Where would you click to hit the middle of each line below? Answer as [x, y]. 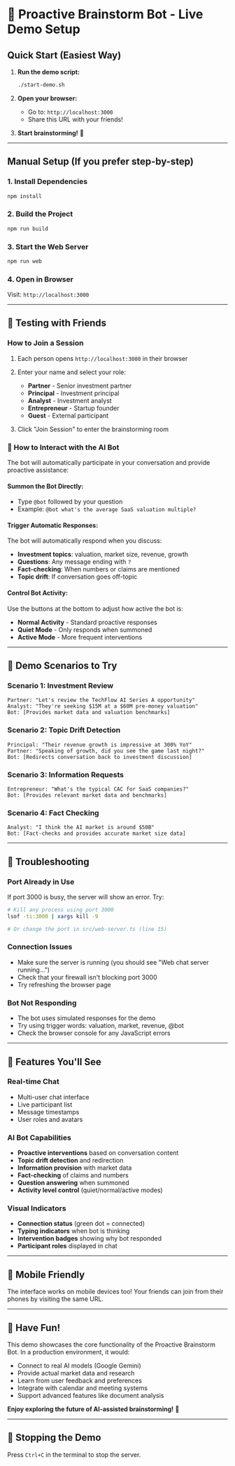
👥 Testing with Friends [57, 323]
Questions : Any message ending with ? [74, 562]
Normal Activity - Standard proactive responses [87, 622]
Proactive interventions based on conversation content [98, 1153]
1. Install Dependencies [48, 182]
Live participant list [45, 1104]
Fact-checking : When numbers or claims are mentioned [99, 569]
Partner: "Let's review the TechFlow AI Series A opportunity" [101, 700]
